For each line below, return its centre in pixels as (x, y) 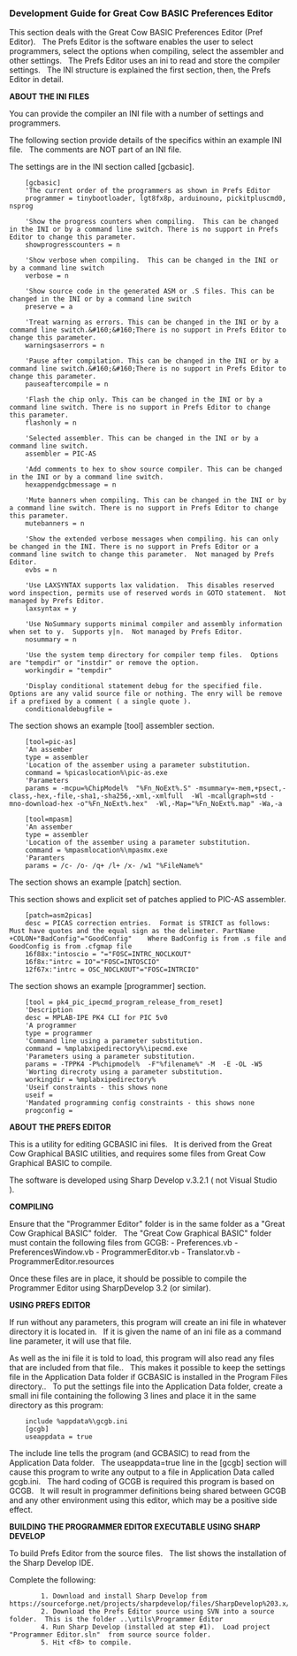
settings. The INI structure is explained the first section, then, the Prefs (140, 70)
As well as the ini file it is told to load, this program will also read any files (142, 1358)
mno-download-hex (41, 804)
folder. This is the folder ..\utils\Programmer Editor (116, 1620)
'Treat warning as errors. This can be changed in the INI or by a (152, 322)
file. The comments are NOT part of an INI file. (95, 149)
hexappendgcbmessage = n (71, 485)
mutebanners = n (55, 524)
